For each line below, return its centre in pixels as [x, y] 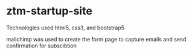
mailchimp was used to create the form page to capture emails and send [96, 39]
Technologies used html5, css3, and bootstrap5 [66, 28]
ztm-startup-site [49, 11]
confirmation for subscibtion [42, 46]
